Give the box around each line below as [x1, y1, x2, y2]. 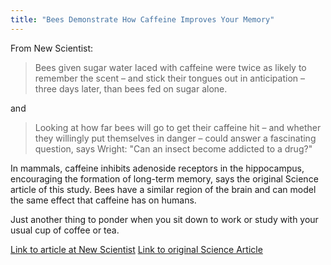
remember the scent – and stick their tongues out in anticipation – [34, 72, 305, 84]
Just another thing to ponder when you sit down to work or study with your [10, 213, 319, 225]
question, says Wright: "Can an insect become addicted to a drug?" [34, 142, 313, 155]
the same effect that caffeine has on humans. [10, 194, 197, 206]
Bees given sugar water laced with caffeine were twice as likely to [34, 61, 307, 73]
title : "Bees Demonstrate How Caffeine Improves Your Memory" [10, 14, 275, 25]
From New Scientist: [10, 42, 94, 54]
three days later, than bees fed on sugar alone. [34, 82, 228, 95]
